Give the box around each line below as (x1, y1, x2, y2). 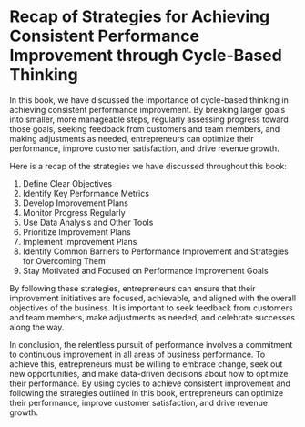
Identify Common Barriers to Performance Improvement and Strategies (22, 246, 289, 257)
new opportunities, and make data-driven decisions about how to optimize (9, 368, 289, 379)
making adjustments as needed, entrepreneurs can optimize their (9, 133, 254, 144)
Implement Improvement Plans (22, 236, 137, 247)
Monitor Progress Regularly (22, 207, 126, 218)
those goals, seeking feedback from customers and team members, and (9, 123, 280, 134)
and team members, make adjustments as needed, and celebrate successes (9, 311, 296, 322)
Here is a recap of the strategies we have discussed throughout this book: (9, 160, 287, 171)
